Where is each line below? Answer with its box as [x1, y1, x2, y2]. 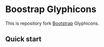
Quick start [5, 35, 42, 43]
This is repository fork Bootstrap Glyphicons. [5, 20, 99, 26]
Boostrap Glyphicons [5, 4, 97, 15]
